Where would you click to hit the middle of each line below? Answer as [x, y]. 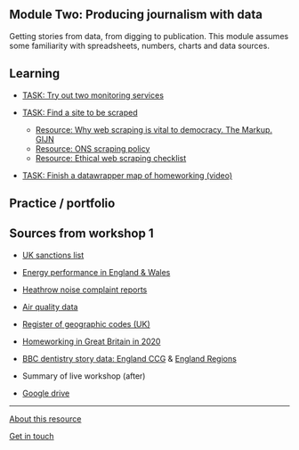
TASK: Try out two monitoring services [93, 95]
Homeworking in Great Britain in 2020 [91, 341]
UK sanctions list [53, 255]
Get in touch [32, 436]
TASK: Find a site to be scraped [80, 112]
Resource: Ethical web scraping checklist [111, 158]
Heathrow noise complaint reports [85, 290]
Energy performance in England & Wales [96, 272]
